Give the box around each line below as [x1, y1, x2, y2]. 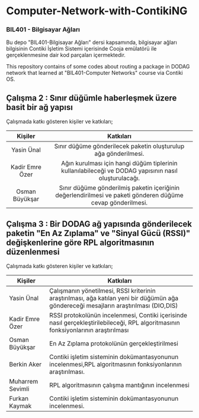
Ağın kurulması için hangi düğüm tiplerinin [61, 159, 178, 168]
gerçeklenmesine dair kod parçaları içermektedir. [6, 52, 126, 59]
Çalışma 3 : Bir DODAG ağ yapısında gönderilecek [6, 219, 192, 229]
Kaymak [9, 402, 32, 410]
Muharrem [9, 378, 38, 386]
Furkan [9, 394, 28, 403]
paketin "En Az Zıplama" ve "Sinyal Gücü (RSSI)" [6, 228, 191, 238]
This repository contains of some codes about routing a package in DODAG [6, 63, 190, 70]
